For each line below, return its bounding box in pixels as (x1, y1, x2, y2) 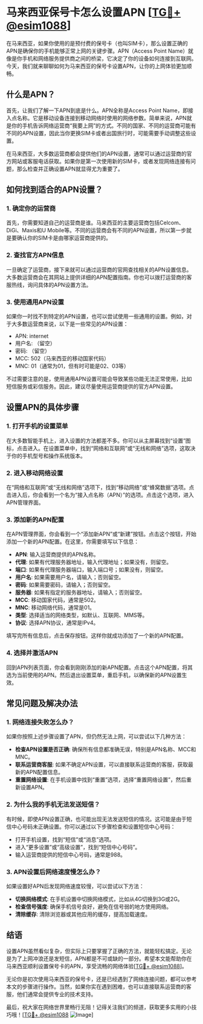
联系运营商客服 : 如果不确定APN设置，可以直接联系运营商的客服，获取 (14, 761, 188, 768)
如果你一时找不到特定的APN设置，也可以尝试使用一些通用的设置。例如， (6, 313, 187, 320)
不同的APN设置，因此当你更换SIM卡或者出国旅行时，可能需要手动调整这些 (6, 129, 192, 136)
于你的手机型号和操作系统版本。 (6, 452, 86, 459)
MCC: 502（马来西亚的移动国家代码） (14, 355, 110, 362)
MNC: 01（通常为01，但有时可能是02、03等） (14, 362, 130, 370)
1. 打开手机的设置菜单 (6, 422, 68, 431)
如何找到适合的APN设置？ (6, 184, 103, 195)
